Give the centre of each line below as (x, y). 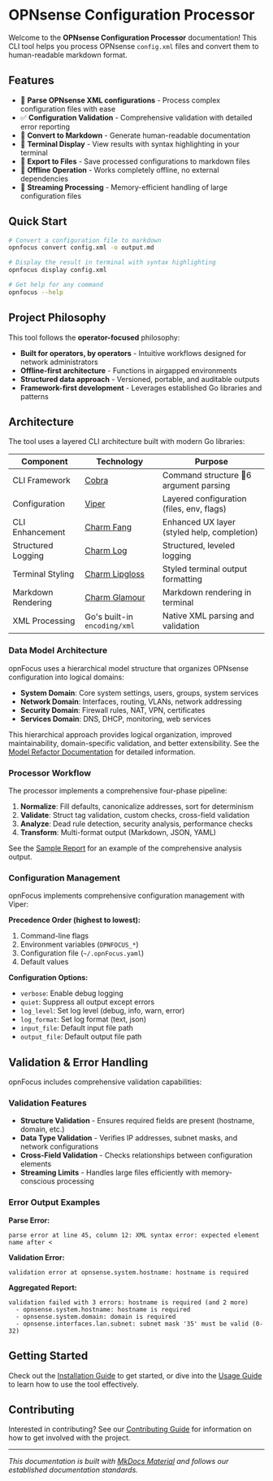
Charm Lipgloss (115, 574)
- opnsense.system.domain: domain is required (96, 1316)
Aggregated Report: (43, 1287)
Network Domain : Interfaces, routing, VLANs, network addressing (131, 701)
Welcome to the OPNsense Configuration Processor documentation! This (133, 37)
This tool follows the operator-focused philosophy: (94, 337)
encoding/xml (110, 626)
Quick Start (38, 222)
